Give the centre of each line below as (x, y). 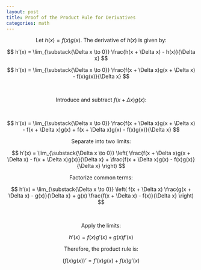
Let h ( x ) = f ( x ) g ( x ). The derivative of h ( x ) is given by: (101, 40)
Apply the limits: (101, 226)
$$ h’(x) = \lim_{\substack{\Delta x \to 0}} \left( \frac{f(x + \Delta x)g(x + (101, 153)
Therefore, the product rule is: (101, 249)
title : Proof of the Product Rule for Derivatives (71, 18)
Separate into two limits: (101, 141)
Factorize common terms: (101, 178)
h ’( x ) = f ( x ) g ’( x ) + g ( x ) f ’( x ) (101, 237)
